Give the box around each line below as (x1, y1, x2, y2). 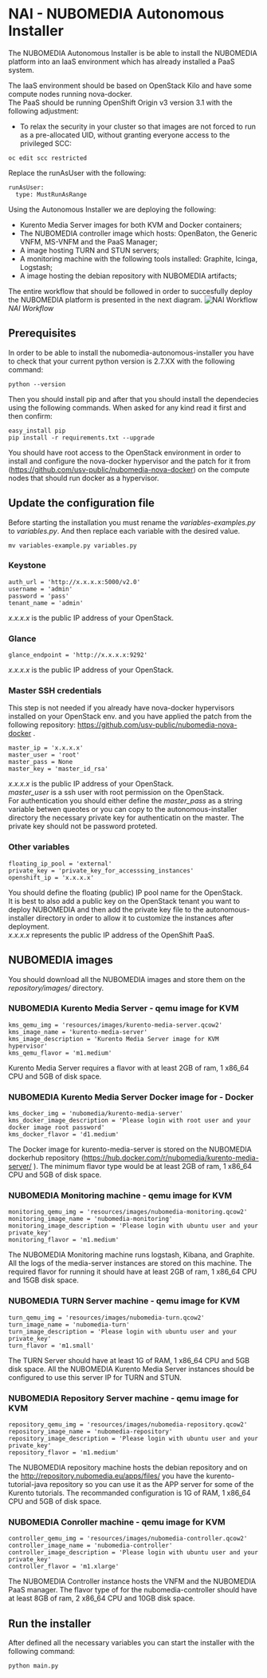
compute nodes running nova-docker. (8, 89, 133, 98)
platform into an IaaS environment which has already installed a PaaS (8, 57, 235, 66)
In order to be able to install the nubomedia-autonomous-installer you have (8, 348, 254, 357)
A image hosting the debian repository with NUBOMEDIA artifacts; (19, 271, 238, 280)
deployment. (8, 921, 49, 931)
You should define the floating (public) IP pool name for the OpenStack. (8, 888, 243, 897)
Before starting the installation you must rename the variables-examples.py (8, 517, 256, 527)
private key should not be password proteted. (8, 821, 158, 831)
